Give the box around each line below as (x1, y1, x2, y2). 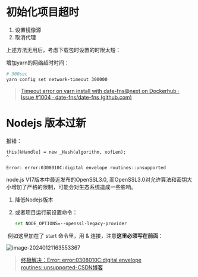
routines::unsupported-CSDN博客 (20, 263, 103, 271)
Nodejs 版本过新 (6, 116, 86, 130)
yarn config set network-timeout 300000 (6, 76, 108, 82)
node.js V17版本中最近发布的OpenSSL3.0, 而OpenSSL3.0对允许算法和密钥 (6, 176, 187, 183)
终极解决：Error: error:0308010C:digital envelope (20, 256, 142, 263)
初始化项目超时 (6, 5, 80, 19)
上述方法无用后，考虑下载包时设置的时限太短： (6, 46, 121, 54)
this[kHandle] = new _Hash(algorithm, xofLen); (6, 149, 127, 155)
